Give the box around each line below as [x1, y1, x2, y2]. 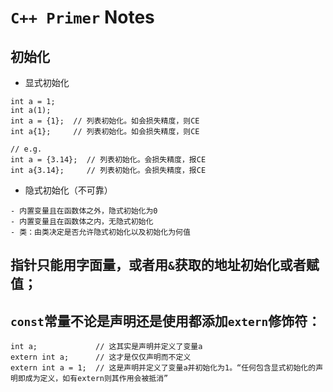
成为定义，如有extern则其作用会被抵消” [24, 374, 169, 384]
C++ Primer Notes [10, 6, 155, 29]
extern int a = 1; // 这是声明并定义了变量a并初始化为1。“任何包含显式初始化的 [10, 363, 317, 373]
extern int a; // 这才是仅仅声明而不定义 [10, 352, 192, 363]
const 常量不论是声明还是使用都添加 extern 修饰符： [10, 312, 322, 330]
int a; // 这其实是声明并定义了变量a [10, 342, 203, 352]
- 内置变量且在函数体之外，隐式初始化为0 [10, 206, 158, 216]
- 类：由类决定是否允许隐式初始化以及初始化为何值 [10, 227, 191, 237]
